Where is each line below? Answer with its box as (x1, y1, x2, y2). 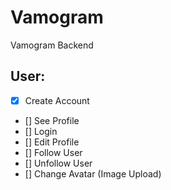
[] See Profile (24, 114, 80, 126)
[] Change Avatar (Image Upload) (24, 167, 162, 180)
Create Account (24, 94, 90, 106)
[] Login (24, 125, 58, 137)
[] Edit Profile (24, 136, 80, 148)
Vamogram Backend (10, 39, 94, 51)
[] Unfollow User (24, 157, 93, 169)
